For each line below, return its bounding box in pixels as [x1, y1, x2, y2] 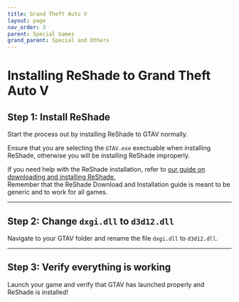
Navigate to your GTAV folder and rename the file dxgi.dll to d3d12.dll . [7, 234, 218, 242]
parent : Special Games [7, 30, 75, 38]
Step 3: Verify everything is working [7, 261, 171, 274]
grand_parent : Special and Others [7, 37, 110, 44]
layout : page [7, 17, 46, 24]
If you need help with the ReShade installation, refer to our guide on [7, 165, 206, 174]
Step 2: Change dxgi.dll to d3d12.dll [7, 215, 174, 227]
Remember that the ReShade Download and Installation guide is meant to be [7, 180, 230, 189]
